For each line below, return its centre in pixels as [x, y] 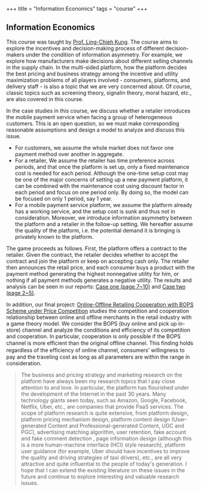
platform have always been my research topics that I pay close [98, 381]
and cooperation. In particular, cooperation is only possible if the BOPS [94, 336]
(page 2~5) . [21, 293]
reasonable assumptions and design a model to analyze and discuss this [95, 130]
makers [16, 54]
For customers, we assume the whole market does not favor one [94, 148]
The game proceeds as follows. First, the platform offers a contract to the [97, 248]
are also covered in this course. [45, 99]
